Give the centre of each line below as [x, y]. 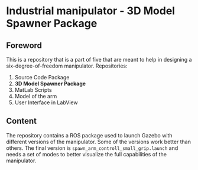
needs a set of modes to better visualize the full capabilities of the [87, 154]
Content [22, 121]
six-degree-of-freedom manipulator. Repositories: [67, 66]
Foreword [24, 45]
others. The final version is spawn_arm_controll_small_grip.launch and [92, 148]
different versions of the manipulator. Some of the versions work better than [98, 142]
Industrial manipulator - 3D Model [91, 11]
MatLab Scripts [33, 90]
